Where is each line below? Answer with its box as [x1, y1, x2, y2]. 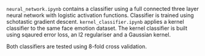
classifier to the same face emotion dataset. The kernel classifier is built [6, 24, 188, 32]
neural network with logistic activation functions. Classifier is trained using [6, 12, 194, 19]
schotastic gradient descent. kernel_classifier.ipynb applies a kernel [6, 18, 185, 25]
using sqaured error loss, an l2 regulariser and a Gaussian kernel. [6, 31, 171, 38]
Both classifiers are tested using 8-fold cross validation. [6, 43, 147, 50]
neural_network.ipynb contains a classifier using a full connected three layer [6, 5, 199, 12]
